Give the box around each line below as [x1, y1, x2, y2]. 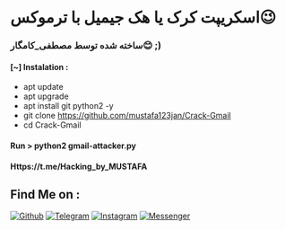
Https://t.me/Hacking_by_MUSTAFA [10, 161, 148, 172]
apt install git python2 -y [22, 101, 115, 111]
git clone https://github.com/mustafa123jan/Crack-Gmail [22, 111, 231, 121]
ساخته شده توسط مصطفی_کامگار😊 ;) [10, 40, 162, 52]
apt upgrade [22, 91, 70, 102]
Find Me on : [10, 187, 81, 202]
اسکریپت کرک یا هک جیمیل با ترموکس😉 [10, 7, 277, 28]
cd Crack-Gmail [22, 119, 82, 130]
